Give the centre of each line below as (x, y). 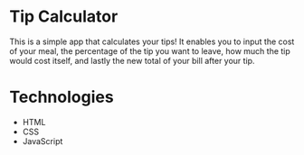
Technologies (62, 97)
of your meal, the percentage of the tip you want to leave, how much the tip (150, 50)
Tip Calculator (64, 17)
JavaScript (43, 141)
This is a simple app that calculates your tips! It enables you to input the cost (152, 41)
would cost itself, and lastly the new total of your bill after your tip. (132, 60)
